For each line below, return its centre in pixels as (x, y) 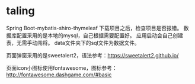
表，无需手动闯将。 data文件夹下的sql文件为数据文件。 (73, 43)
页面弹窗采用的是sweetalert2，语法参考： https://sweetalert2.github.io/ (92, 55)
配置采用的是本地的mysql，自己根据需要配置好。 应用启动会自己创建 (100, 35)
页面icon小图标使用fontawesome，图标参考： (62, 68)
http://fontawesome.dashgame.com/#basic (59, 75)
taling (20, 11)
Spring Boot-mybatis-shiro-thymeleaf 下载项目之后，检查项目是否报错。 (94, 28)
